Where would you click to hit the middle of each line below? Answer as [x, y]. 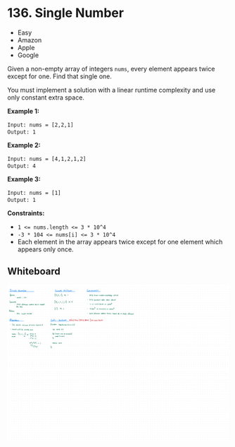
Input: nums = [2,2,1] [40, 125]
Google [28, 55]
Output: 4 [22, 166]
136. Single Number [66, 13]
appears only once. [45, 249]
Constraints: [26, 213]
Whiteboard [34, 272]
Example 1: [24, 111]
